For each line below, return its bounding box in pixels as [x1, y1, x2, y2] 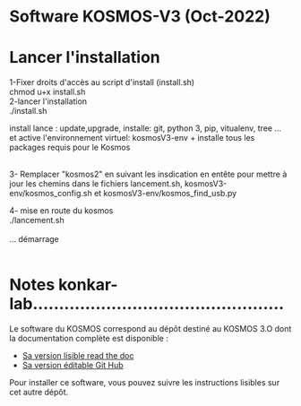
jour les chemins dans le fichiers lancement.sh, [9, 178, 184, 189]
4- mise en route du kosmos [9, 205, 114, 216]
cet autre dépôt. [9, 387, 69, 398]
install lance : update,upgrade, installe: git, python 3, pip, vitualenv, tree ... [9, 123, 282, 134]
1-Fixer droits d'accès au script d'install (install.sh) [9, 77, 195, 88]
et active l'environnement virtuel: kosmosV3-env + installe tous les [9, 133, 255, 143]
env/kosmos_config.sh [9, 188, 92, 199]
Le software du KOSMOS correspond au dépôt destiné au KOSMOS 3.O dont [9, 324, 292, 334]
